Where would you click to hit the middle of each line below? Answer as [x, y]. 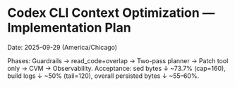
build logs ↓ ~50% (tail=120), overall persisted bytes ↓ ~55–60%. [103, 76]
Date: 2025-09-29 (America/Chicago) [62, 47]
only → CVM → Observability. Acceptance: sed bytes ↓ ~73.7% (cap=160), [116, 68]
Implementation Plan [70, 28]
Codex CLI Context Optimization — [111, 13]
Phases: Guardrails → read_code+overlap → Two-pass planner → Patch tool [118, 60]
